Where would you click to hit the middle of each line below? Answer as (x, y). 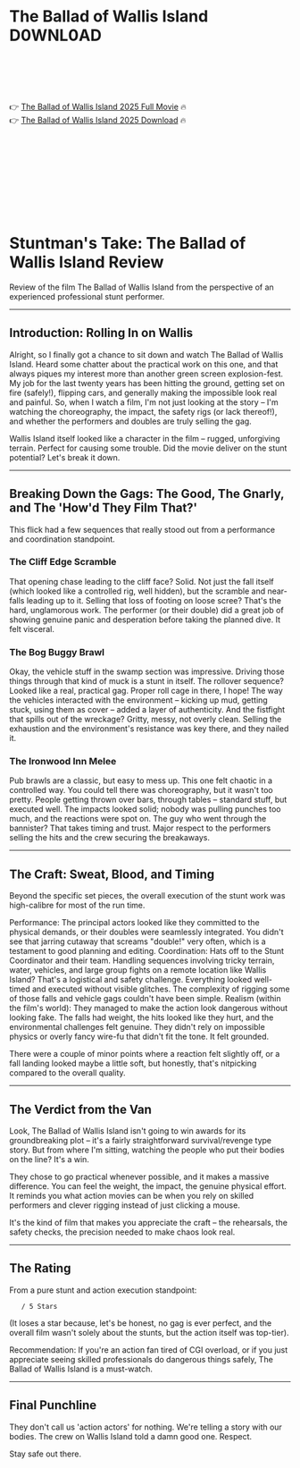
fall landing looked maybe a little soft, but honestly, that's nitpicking (133, 1063)
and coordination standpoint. (62, 539)
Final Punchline (53, 1405)
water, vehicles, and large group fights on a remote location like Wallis (138, 970)
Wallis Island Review (87, 262)
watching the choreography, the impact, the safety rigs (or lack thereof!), (143, 411)
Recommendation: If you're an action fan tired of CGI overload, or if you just (149, 1350)
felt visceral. (32, 629)
